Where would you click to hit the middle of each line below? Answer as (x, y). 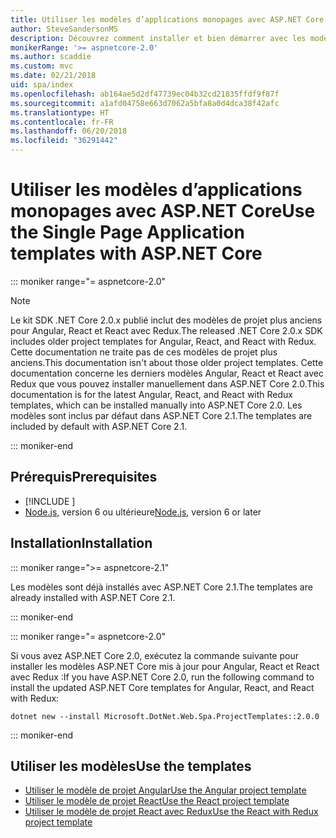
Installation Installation (81, 543)
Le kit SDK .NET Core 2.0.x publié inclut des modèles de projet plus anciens (166, 320)
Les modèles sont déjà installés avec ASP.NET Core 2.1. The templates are (161, 587)
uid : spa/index (42, 85)
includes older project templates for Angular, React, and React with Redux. (163, 341)
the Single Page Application (127, 232)
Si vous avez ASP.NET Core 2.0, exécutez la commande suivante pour (154, 655)
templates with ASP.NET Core (136, 253)
